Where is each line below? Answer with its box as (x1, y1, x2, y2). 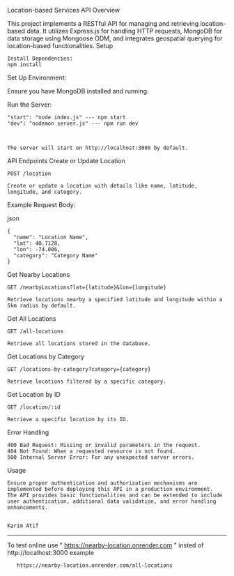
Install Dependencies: (7, 55, 73, 62)
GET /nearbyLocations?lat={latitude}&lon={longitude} (7, 284, 167, 291)
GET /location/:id (7, 404, 61, 411)
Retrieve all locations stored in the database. (7, 340, 151, 347)
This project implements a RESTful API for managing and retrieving (7, 20, 199, 27)
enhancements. (7, 504, 49, 511)
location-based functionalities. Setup (7, 42, 114, 50)
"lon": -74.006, (13, 246, 61, 253)
